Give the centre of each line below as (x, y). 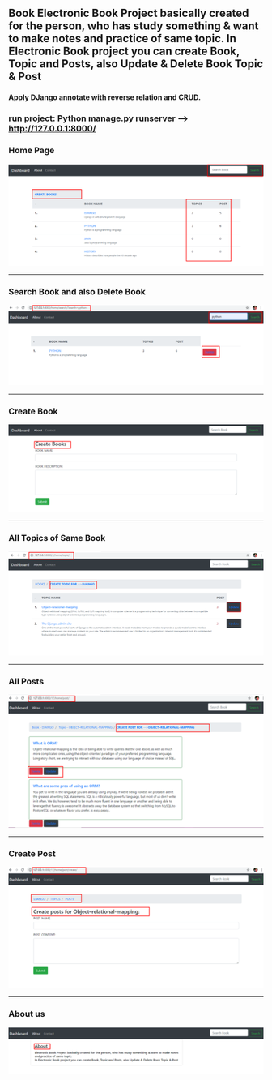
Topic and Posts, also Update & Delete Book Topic (136, 64)
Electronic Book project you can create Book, (124, 51)
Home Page (32, 150)
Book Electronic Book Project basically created (129, 13)
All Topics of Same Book (57, 538)
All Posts (26, 681)
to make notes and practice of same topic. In (123, 39)
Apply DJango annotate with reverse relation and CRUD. (104, 97)
